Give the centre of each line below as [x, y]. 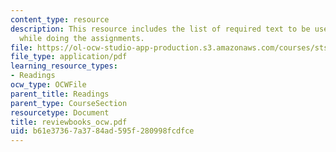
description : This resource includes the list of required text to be [160, 29]
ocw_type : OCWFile [48, 85]
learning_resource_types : [64, 66]
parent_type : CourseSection [69, 103]
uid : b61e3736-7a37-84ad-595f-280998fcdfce [102, 131]
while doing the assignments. [82, 38]
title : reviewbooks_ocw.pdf [69, 122]
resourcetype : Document [60, 112]
